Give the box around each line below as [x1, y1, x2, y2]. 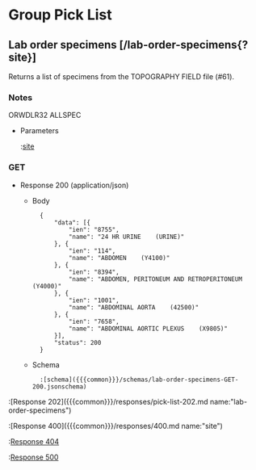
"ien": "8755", [68, 225, 120, 233]
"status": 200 [53, 338, 102, 346]
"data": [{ [53, 218, 91, 227]
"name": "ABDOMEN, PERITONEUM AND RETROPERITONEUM [68, 275, 242, 283]
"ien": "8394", [68, 268, 120, 276]
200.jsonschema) [31, 382, 87, 391]
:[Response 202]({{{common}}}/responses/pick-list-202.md [8, 397, 208, 406]
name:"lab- [209, 397, 248, 406]
